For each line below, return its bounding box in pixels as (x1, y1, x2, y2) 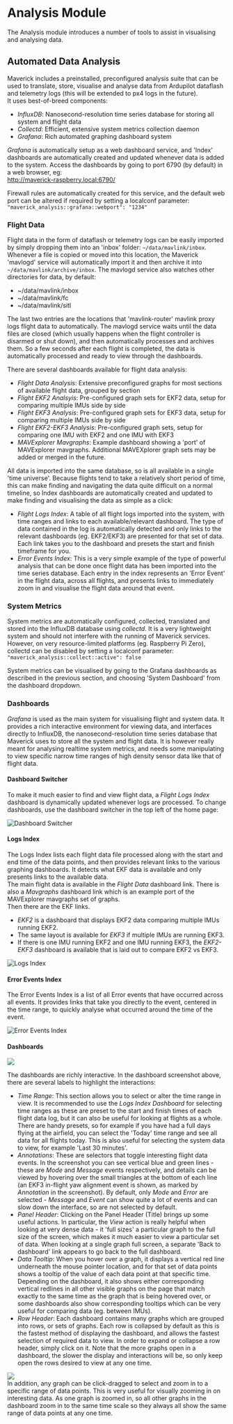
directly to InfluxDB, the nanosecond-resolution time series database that (7, 729, 218, 738)
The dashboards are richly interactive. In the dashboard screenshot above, (7, 1071, 221, 1079)
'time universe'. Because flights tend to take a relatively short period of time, (7, 474, 226, 482)
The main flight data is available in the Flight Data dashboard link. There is (7, 880, 220, 889)
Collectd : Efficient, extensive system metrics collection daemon (17, 124, 200, 133)
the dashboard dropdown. (7, 681, 82, 690)
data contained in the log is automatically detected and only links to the (17, 525, 222, 533)
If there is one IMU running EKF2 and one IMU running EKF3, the (17, 938, 202, 947)
